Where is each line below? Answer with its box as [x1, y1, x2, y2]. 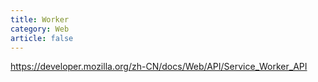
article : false [10, 33, 74, 43]
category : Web [10, 24, 70, 34]
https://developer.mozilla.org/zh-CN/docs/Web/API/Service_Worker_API [10, 61, 308, 73]
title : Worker [10, 14, 70, 25]
